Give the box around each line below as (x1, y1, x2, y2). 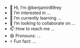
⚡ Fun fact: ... (9, 38, 36, 44)
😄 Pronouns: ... (9, 33, 41, 39)
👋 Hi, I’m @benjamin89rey (9, 5, 62, 10)
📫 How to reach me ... (9, 26, 55, 31)
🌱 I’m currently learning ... (9, 15, 62, 21)
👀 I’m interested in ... (9, 10, 51, 16)
